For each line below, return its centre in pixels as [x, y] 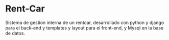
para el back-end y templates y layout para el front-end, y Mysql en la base [84, 27]
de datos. [15, 33]
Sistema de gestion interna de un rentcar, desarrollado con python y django [85, 22]
